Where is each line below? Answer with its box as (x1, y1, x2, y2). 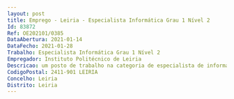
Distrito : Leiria (7, 82, 58, 89)
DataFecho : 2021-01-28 (7, 43, 73, 49)
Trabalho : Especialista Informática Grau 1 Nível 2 (7, 49, 160, 56)
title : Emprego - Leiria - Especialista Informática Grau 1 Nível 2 (7, 17, 210, 24)
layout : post (7, 10, 45, 17)
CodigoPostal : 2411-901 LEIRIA (7, 68, 98, 75)
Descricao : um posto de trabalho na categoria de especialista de (7, 62, 204, 69)
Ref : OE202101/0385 (7, 29, 64, 37)
